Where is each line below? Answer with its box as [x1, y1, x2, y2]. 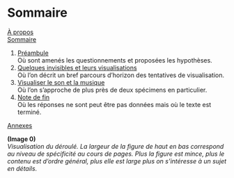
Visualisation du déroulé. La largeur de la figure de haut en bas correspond [7, 142, 224, 150]
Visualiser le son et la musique [17, 78, 105, 86]
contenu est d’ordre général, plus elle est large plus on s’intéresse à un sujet [7, 156, 227, 165]
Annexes [7, 121, 33, 129]
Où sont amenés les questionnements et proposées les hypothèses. [17, 56, 212, 64]
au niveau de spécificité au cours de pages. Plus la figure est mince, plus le [7, 149, 225, 158]
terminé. [17, 108, 42, 116]
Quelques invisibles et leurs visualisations [17, 63, 137, 72]
